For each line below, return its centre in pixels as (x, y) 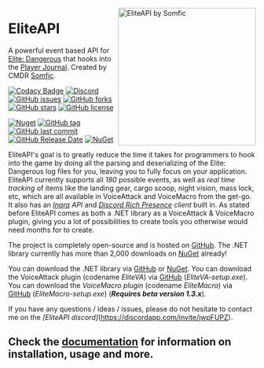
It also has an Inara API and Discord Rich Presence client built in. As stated (129, 204)
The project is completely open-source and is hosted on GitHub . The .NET (128, 245)
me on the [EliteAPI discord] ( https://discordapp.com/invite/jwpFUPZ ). (121, 317)
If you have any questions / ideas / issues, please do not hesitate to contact (130, 309)
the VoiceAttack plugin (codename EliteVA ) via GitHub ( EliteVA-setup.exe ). (128, 277)
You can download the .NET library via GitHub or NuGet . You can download (130, 268)
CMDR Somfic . (32, 75)
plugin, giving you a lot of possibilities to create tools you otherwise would (128, 221)
